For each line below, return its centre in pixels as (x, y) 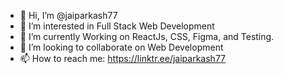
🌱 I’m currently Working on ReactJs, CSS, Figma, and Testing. (147, 36)
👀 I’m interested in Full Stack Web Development (117, 26)
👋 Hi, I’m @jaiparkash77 (68, 15)
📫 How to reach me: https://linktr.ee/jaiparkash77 (123, 58)
